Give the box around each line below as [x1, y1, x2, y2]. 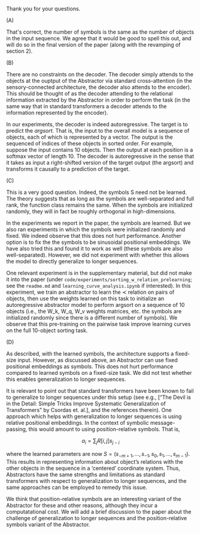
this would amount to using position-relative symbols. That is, [28, 426, 180, 432]
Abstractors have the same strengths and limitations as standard [6, 471, 166, 478]
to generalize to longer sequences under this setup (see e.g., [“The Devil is [6, 393, 192, 401]
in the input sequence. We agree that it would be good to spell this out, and [6, 35, 192, 41]
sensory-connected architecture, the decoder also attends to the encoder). [6, 83, 192, 91]
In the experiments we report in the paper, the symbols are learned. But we [6, 219, 191, 226]
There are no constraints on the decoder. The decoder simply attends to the [6, 71, 193, 77]
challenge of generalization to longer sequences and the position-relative [6, 514, 187, 521]
